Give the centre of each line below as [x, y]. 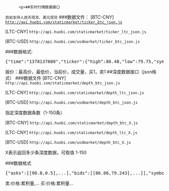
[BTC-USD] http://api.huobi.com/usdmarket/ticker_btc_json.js [73, 41]
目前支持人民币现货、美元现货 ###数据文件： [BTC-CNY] [60, 17]
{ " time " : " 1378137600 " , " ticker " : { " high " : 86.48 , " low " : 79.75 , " [81, 62]
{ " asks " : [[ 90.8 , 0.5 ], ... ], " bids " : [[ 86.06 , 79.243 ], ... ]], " [78, 173]
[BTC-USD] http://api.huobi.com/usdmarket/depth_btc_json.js [71, 102]
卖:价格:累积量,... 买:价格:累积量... [39, 183]
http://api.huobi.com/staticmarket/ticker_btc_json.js [64, 22]
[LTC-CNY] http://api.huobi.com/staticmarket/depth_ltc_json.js [75, 92]
